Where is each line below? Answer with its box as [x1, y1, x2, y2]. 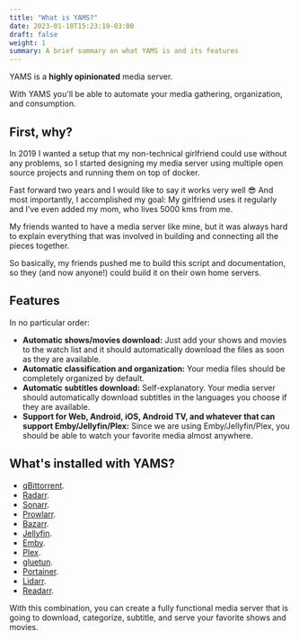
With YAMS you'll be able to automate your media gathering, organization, [9, 89, 283, 100]
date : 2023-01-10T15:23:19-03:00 [9, 22, 135, 31]
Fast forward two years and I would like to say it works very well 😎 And [9, 184, 274, 195]
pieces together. [9, 240, 70, 251]
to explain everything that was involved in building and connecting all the [9, 230, 279, 241]
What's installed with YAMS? [9, 456, 175, 472]
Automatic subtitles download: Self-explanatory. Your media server [22, 382, 276, 393]
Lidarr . [22, 575, 47, 586]
